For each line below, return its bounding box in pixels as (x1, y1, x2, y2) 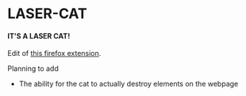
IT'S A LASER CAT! (7, 31, 71, 40)
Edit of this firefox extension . (7, 49, 102, 58)
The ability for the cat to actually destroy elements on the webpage (18, 79, 239, 89)
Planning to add (7, 64, 59, 73)
